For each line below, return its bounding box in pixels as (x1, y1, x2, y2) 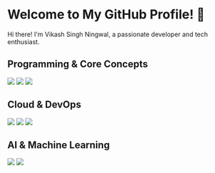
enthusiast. (7, 37, 41, 46)
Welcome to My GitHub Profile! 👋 (7, 6, 205, 23)
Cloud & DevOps (7, 99, 82, 111)
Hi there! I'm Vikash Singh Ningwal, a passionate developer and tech (7, 30, 209, 38)
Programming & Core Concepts (7, 58, 148, 70)
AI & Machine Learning (7, 139, 110, 151)
